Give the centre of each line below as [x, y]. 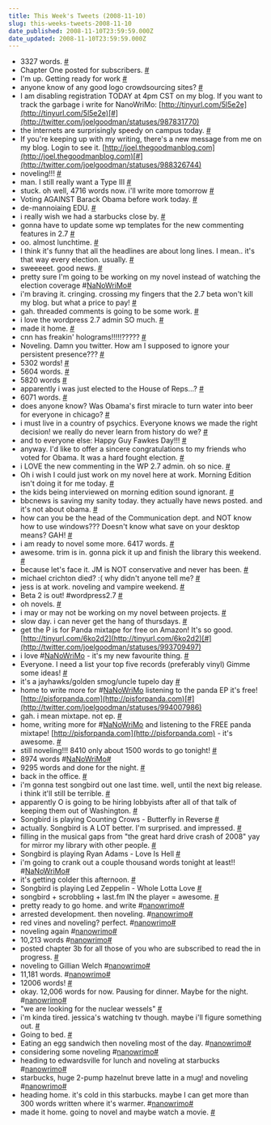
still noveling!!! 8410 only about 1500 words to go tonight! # [118, 751]
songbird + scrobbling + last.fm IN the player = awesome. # [119, 897]
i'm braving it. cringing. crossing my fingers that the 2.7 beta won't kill [136, 294]
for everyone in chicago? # [65, 415]
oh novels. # [41, 604]
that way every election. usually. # [77, 259]
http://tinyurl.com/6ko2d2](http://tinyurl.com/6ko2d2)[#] [117, 639]
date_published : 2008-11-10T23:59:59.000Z [81, 31]
